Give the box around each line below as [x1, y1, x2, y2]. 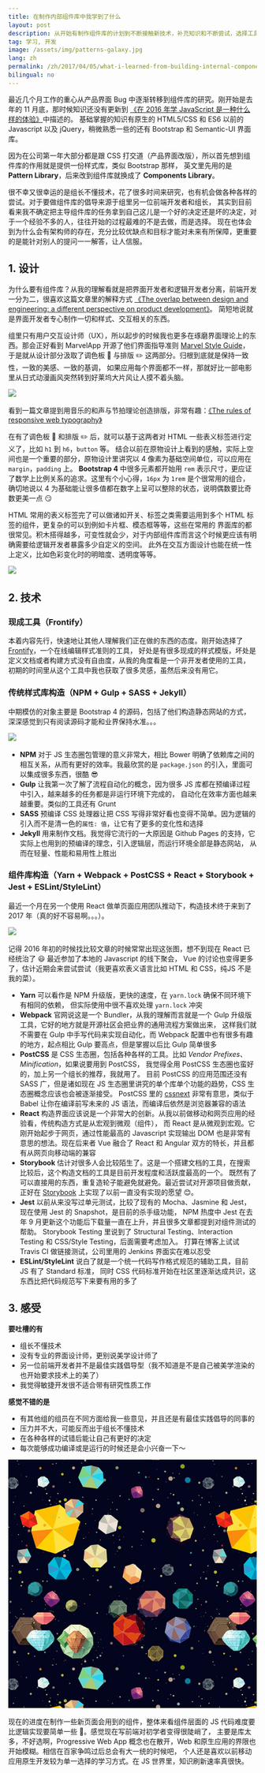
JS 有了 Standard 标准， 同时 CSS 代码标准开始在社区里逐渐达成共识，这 [19, 1266, 256, 1275]
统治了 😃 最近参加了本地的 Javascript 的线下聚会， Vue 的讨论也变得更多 [14, 954, 254, 963]
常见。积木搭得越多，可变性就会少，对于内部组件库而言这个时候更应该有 [14, 529, 250, 539]
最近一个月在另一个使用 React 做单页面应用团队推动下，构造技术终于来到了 [8, 901, 252, 910]
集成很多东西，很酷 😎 [26, 769, 99, 778]
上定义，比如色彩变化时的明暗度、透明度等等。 [8, 549, 160, 559]
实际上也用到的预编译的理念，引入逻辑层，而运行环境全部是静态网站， [19, 838, 248, 848]
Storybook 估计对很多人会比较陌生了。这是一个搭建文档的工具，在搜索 [19, 1158, 251, 1167]
